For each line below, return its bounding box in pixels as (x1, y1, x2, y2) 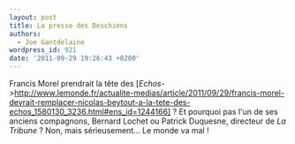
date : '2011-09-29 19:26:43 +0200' (9, 54, 140, 63)
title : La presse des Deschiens (9, 21, 128, 30)
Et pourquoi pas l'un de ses (178, 107, 278, 117)
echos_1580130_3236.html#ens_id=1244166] (9, 107, 171, 117)
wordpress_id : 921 (9, 46, 77, 55)
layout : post (9, 12, 57, 22)
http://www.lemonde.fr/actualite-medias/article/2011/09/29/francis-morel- (14, 87, 285, 98)
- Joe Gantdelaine (17, 37, 86, 47)
